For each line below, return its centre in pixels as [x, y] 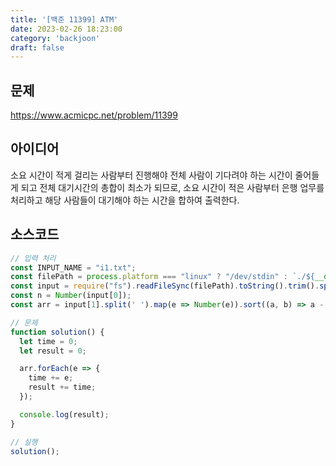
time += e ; [51, 378]
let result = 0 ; [53, 351]
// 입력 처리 [33, 258]
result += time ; [62, 387]
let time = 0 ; [48, 341]
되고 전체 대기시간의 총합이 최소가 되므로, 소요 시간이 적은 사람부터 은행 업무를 [172, 187]
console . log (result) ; [64, 414]
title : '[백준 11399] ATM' [64, 19]
